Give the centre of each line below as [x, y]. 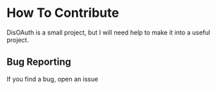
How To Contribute [63, 13]
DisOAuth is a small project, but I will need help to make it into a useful [108, 32]
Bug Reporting [39, 62]
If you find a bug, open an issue [52, 79]
